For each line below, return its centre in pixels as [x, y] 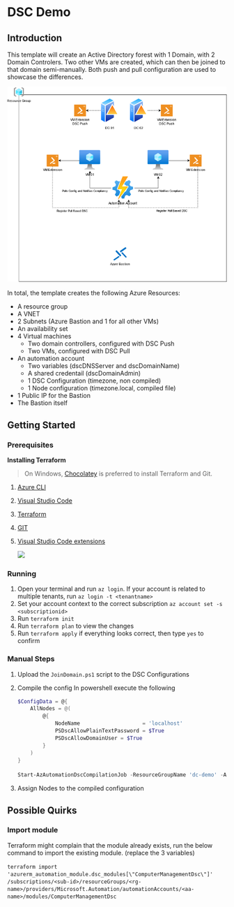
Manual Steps [31, 659]
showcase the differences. [45, 77]
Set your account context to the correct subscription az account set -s [120, 604]
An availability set [42, 329]
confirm [29, 641]
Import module [33, 830]
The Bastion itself [42, 403]
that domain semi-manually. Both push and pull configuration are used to [112, 69]
